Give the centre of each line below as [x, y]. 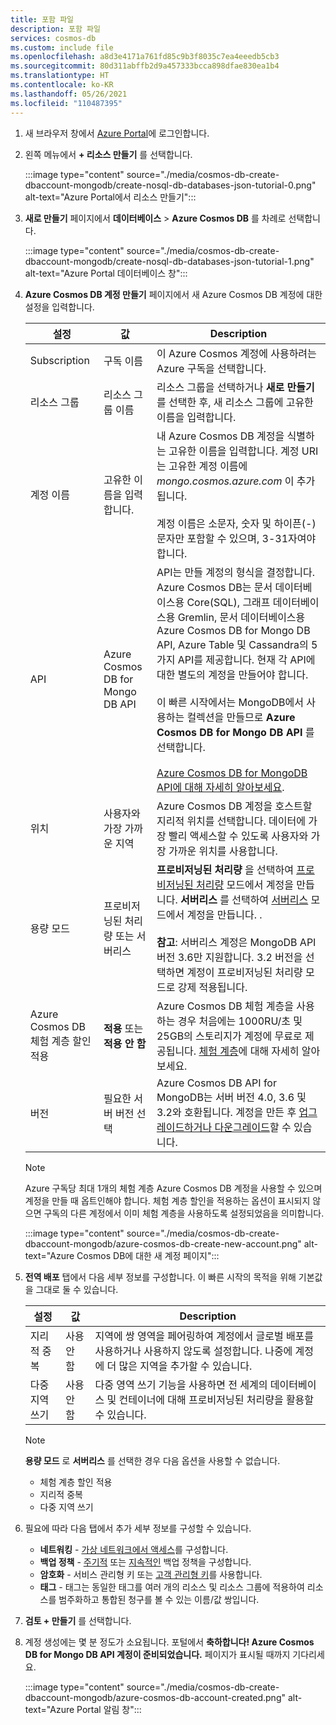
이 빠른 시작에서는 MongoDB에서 [230, 702]
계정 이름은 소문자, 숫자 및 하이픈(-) [236, 523]
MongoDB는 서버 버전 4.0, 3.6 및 [231, 1097]
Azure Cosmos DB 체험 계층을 [225, 1006]
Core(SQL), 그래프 [228, 602]
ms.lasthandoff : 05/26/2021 [69, 94]
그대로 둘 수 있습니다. [77, 1289]
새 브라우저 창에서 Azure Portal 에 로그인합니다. [117, 133]
